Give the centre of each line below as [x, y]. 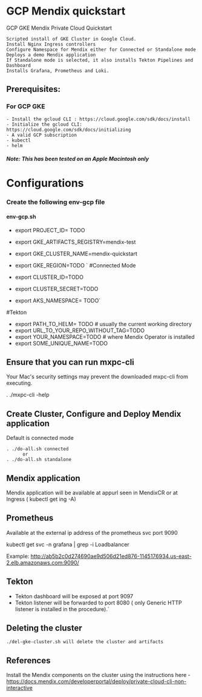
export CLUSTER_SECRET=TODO [57, 289]
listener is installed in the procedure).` [62, 609]
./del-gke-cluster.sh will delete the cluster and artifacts [85, 642]
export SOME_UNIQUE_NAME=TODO [61, 343]
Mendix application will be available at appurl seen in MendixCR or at [92, 492]
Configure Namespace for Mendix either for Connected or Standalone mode [101, 50]
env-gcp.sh [21, 217]
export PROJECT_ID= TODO [50, 230]
